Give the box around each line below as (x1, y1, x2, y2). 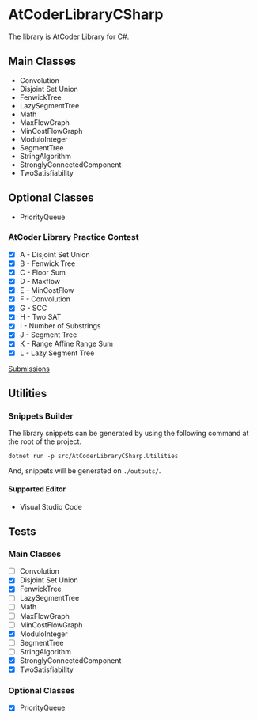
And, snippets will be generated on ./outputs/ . (8, 466, 161, 476)
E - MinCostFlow (19, 286, 74, 295)
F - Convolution (19, 294, 71, 304)
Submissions (8, 364, 50, 373)
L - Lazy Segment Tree (19, 348, 95, 358)
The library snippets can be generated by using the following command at (8, 429, 249, 438)
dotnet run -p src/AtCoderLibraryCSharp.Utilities (8, 453, 179, 460)
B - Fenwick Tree (19, 259, 76, 268)
